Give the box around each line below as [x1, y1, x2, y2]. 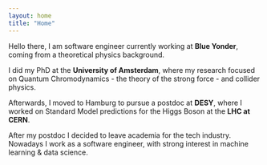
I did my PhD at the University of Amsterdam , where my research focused [8, 65, 255, 74]
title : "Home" [8, 19, 56, 27]
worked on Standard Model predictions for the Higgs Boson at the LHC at [8, 106, 251, 116]
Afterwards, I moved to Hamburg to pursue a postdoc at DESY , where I [8, 98, 243, 107]
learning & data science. [8, 147, 88, 157]
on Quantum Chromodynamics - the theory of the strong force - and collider [8, 74, 261, 83]
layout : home [8, 11, 52, 20]
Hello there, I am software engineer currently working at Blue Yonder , [8, 41, 239, 50]
